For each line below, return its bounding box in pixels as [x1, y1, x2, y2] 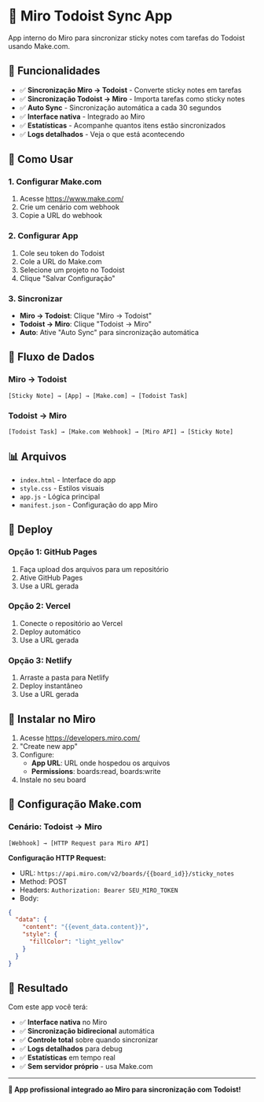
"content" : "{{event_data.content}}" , [22, 923, 149, 931]
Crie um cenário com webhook [19, 202, 120, 212]
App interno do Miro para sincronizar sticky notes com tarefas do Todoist [8, 33, 245, 42]
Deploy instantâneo [19, 681, 83, 691]
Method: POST [19, 876, 68, 886]
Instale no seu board [19, 775, 86, 784]
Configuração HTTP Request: [8, 853, 107, 862]
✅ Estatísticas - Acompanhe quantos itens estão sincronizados [19, 120, 226, 130]
